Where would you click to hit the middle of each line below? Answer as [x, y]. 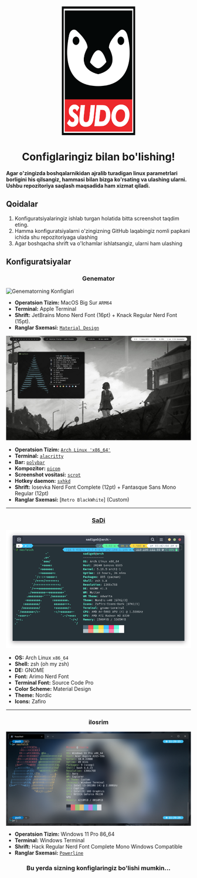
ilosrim [98, 722]
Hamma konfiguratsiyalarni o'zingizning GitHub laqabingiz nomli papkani [102, 231]
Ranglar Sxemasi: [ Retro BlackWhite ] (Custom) [72, 499]
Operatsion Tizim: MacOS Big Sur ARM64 [63, 303]
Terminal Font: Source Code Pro [54, 682]
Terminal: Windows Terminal [50, 840]
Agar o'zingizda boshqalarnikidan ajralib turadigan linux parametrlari [92, 173]
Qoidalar [22, 204]
